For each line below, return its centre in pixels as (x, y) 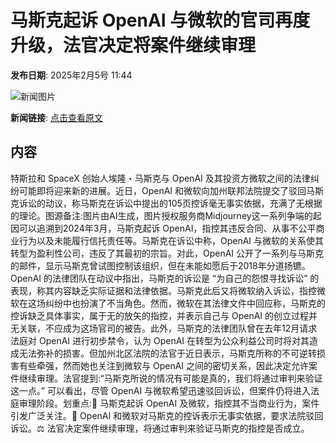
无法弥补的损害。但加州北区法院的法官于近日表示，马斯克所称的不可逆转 (167, 353)
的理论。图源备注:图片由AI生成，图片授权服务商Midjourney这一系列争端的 (161, 215)
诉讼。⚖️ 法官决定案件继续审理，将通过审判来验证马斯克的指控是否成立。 (160, 428)
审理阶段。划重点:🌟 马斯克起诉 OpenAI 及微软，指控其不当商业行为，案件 (169, 403)
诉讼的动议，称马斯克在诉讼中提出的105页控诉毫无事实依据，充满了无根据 (170, 203)
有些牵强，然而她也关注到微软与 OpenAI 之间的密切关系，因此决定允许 (164, 365)
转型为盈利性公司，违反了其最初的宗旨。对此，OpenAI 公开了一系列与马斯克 (167, 253)
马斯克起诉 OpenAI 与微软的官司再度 (160, 20)
